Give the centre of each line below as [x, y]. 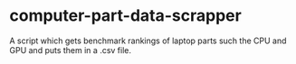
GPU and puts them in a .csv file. [71, 50]
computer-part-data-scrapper [125, 16]
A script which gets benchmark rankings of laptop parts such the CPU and [148, 41]
